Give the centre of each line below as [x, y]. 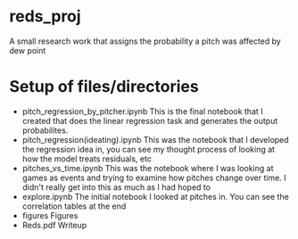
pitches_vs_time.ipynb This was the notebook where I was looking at [148, 168]
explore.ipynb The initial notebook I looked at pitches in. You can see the [156, 196]
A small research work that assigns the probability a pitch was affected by [145, 41]
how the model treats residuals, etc [87, 159]
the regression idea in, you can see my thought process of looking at [148, 149]
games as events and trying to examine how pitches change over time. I [154, 177]
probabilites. [45, 130]
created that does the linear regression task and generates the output [150, 120]
